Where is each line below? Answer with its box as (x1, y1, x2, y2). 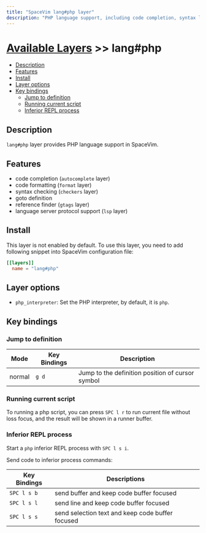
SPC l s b (9, 490, 38, 496)
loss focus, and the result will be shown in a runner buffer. (6, 415, 153, 423)
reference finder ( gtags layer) (15, 201, 90, 208)
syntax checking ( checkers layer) (15, 188, 99, 195)
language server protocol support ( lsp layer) (15, 208, 128, 215)
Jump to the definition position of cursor (78, 369, 194, 377)
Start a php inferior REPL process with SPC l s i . (6, 444, 129, 452)
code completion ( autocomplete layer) (15, 175, 110, 183)
